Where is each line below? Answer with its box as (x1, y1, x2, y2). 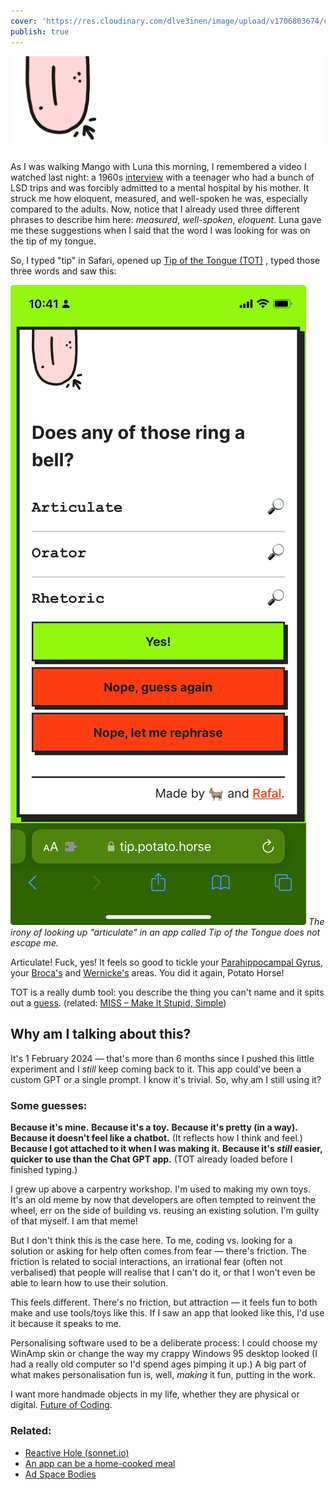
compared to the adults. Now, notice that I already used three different (10, 203, 300, 215)
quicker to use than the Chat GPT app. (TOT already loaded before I (10, 1153, 293, 1165)
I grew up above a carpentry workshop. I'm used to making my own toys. (10, 1183, 311, 1195)
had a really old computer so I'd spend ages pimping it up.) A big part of (10, 1358, 307, 1370)
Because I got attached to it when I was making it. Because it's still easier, (10, 1143, 323, 1155)
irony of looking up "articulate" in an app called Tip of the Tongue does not (10, 926, 321, 939)
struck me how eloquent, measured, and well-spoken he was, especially (10, 193, 308, 205)
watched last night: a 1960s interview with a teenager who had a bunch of (10, 171, 315, 184)
